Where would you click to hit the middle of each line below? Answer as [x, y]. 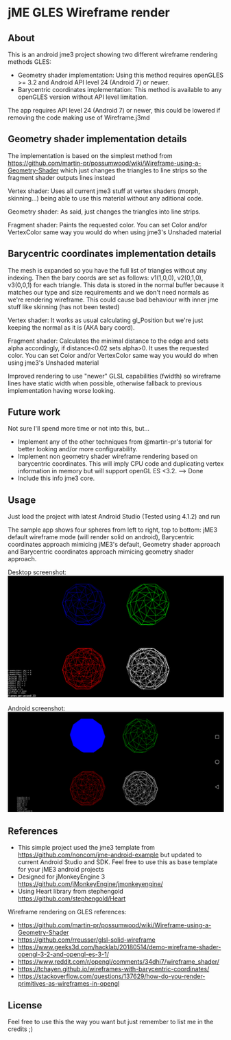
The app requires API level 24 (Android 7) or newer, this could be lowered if [114, 110]
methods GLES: [30, 62]
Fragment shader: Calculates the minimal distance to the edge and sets [108, 341]
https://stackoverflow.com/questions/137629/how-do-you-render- [111, 976]
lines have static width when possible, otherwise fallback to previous [105, 383]
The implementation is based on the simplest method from [90, 155]
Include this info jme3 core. [56, 478]
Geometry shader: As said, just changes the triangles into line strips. [104, 212]
